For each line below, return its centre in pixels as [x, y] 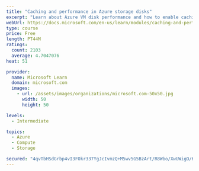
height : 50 [35, 105]
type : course [22, 28]
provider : [18, 72]
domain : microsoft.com [39, 83]
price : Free [21, 34]
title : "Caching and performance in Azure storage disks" [79, 12]
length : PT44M [24, 39]
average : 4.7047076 [36, 56]
